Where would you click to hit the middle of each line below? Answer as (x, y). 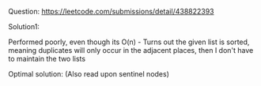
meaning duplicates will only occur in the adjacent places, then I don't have (131, 50)
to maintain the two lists (47, 59)
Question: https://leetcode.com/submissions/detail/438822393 (112, 11)
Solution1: (24, 26)
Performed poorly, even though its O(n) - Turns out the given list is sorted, (129, 42)
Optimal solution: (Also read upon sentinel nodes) (89, 74)
